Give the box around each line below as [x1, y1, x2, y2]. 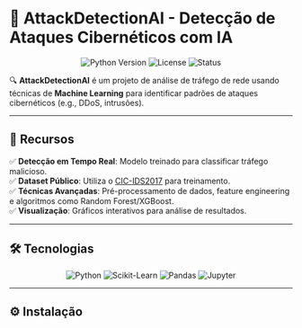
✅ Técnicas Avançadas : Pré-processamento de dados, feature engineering [9, 185, 290, 196]
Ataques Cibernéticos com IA [9, 27, 234, 48]
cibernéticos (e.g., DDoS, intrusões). [9, 97, 145, 108]
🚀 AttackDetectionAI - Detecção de [9, 8, 276, 29]
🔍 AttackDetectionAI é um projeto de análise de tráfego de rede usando [9, 75, 280, 85]
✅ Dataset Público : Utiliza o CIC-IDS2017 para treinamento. [9, 175, 231, 186]
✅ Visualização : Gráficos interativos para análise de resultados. [9, 205, 247, 216]
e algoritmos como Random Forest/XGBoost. [9, 195, 174, 206]
